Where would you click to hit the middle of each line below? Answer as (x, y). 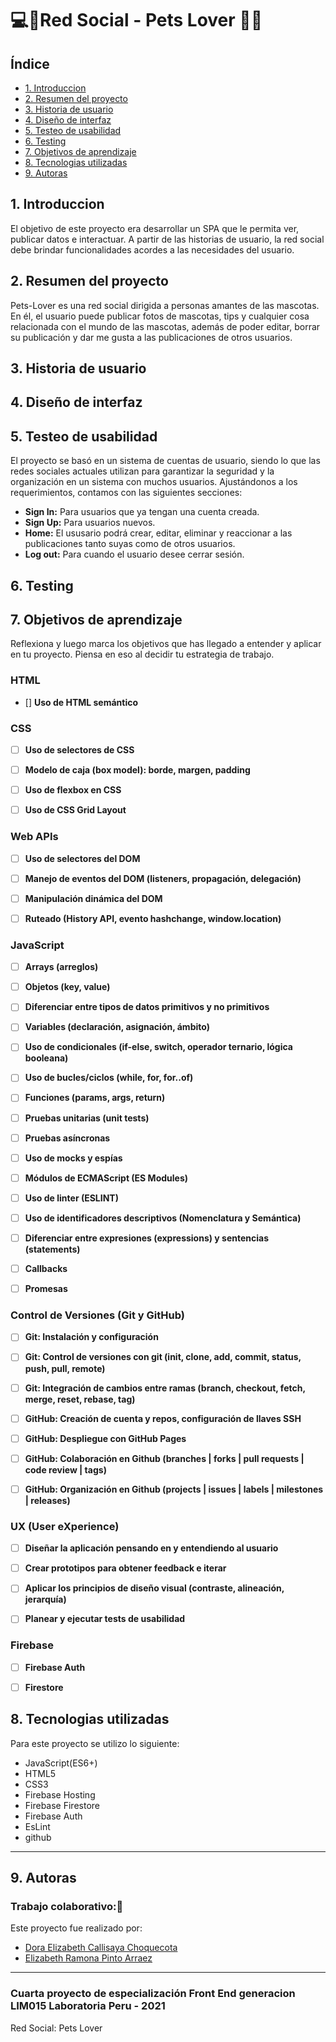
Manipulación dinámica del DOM (93, 898)
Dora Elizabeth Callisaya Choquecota (101, 1948)
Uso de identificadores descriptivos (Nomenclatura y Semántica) (163, 1218)
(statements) (52, 1249)
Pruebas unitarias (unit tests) (87, 1118)
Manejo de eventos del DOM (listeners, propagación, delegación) (163, 878)
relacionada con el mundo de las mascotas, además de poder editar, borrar (165, 326)
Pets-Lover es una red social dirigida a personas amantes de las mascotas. (165, 305)
